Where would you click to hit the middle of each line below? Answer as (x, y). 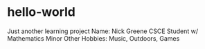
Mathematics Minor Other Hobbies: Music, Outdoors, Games (93, 38)
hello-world (42, 12)
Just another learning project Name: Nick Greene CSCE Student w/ (103, 31)
